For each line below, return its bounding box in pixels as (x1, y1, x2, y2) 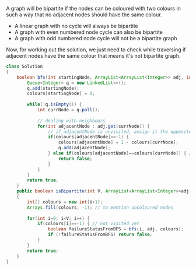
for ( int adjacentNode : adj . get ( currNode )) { (37, 123, 150, 129)
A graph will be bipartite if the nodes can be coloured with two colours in (6, 5, 181, 12)
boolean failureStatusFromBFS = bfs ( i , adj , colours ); (47, 226, 184, 232)
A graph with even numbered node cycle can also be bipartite (14, 29, 163, 36)
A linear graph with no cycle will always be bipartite (14, 23, 138, 29)
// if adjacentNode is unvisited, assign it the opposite (47, 128, 192, 135)
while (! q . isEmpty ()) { (27, 101, 82, 107)
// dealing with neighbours (37, 118, 106, 124)
